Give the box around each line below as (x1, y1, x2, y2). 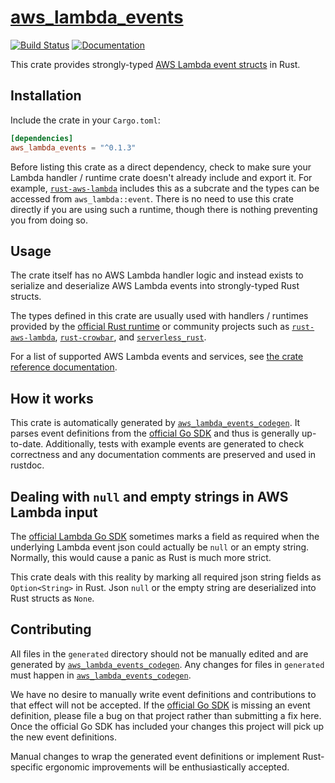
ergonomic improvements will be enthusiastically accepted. (45, 761, 290, 773)
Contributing (10, 621, 92, 638)
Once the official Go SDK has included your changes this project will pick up (10, 720, 325, 732)
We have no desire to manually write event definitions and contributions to (10, 688, 317, 700)
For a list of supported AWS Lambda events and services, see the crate (10, 351, 304, 363)
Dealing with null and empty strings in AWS (10, 488, 289, 505)
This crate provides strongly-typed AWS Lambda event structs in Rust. (10, 58, 301, 70)
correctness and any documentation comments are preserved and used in (10, 449, 317, 461)
